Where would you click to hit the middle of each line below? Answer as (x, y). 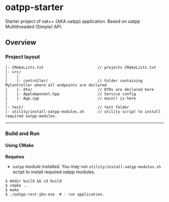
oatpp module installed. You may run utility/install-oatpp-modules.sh (87, 166)
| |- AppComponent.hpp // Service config (71, 94)
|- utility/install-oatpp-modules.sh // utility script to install (83, 112)
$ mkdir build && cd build (33, 181)
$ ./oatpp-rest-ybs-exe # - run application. (55, 194)
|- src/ (13, 72)
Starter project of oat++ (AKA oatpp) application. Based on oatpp (73, 21)
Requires (15, 157)
